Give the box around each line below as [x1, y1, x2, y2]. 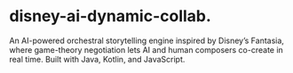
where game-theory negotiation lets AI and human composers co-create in [9, 44, 284, 55]
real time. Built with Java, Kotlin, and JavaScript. [9, 54, 186, 64]
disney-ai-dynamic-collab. [9, 6, 211, 26]
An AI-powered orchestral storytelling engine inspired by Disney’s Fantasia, [9, 35, 284, 46]
